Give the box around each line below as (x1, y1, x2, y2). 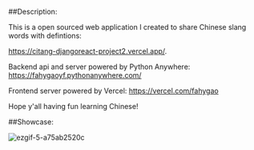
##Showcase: (8, 117, 54, 127)
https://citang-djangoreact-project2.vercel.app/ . (8, 47, 167, 55)
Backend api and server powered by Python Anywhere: (8, 62, 191, 71)
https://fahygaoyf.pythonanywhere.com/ (8, 71, 142, 79)
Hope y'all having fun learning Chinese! (8, 102, 139, 111)
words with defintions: (8, 31, 82, 40)
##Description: (8, 7, 58, 16)
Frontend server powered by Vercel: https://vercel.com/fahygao (8, 86, 219, 95)
